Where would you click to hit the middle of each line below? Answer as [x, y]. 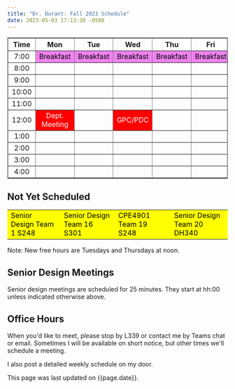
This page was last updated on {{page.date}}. [73, 377]
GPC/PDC [133, 120]
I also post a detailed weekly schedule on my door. [80, 364]
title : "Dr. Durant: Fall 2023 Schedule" [69, 14]
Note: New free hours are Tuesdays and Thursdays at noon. [93, 250]
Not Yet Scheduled [49, 197]
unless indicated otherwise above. [57, 297]
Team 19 [133, 224]
